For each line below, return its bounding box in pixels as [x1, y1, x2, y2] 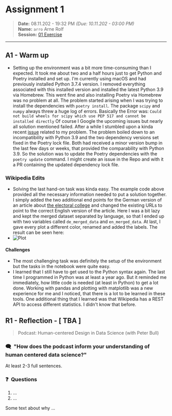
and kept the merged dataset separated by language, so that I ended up [12, 213, 165, 220]
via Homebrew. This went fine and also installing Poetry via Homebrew [12, 92, 162, 98]
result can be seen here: [12, 229, 64, 236]
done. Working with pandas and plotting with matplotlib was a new [12, 285, 154, 291]
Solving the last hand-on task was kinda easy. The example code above [12, 186, 164, 192]
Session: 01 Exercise [17, 31, 62, 37]
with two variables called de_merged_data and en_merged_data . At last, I [12, 218, 161, 225]
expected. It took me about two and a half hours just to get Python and [12, 70, 162, 76]
